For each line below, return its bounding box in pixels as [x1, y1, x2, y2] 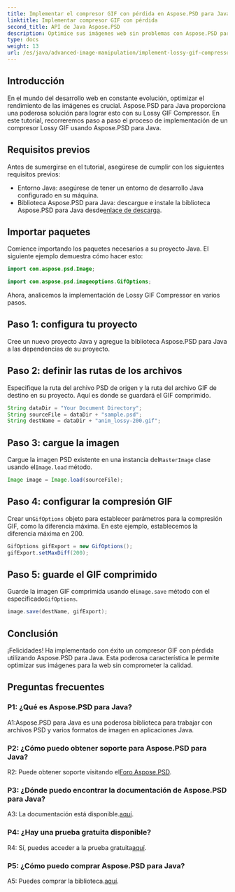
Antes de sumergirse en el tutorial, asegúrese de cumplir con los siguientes [7, 162, 225, 171]
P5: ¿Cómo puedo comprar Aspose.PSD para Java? [7, 860, 185, 870]
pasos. [7, 298, 27, 307]
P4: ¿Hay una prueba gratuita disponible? [7, 828, 152, 837]
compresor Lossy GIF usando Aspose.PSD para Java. [7, 123, 162, 132]
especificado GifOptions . [7, 594, 78, 603]
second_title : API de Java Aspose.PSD [7, 23, 120, 30]
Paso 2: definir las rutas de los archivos [7, 365, 183, 377]
